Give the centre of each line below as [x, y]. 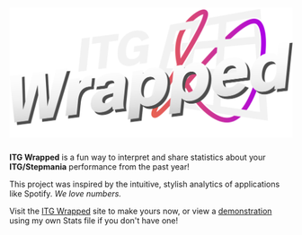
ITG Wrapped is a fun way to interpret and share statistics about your [138, 157]
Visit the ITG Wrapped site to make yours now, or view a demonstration [141, 211]
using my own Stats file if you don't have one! [94, 220]
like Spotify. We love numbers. [65, 193]
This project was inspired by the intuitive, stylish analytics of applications [145, 184]
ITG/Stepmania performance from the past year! [100, 166]
